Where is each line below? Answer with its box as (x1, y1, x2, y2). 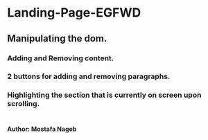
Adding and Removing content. (7, 53, 114, 63)
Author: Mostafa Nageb (7, 125, 77, 133)
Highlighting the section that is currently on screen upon (7, 90, 202, 100)
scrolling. (7, 99, 40, 109)
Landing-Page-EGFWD (7, 5, 141, 21)
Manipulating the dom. (7, 33, 107, 44)
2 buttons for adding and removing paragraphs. (7, 71, 171, 81)
